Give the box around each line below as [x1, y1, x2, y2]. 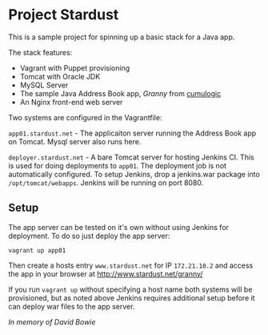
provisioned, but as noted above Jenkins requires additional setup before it [8, 293, 255, 302]
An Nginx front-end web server [19, 97, 123, 107]
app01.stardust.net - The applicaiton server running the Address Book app [8, 128, 257, 138]
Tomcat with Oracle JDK [19, 71, 101, 81]
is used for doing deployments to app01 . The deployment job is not [8, 160, 226, 170]
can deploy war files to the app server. [8, 301, 135, 311]
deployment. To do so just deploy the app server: [8, 231, 170, 240]
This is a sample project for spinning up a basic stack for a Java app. [8, 32, 235, 42]
